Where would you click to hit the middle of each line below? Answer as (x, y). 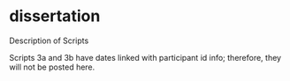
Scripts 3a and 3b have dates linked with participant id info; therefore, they (145, 57)
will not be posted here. (52, 67)
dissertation (55, 16)
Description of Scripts (49, 40)
